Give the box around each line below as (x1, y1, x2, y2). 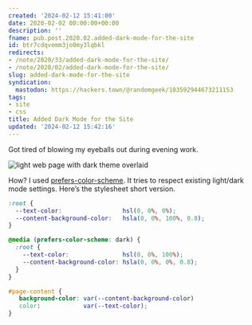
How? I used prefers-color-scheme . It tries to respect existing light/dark (8, 175, 245, 185)
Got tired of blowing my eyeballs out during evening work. (8, 144, 199, 154)
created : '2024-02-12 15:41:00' (8, 11, 116, 20)
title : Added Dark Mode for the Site (8, 116, 134, 123)
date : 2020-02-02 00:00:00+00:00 (8, 19, 120, 27)
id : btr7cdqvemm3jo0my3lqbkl (8, 41, 105, 49)
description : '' (8, 26, 62, 34)
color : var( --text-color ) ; (18, 302, 148, 311)
